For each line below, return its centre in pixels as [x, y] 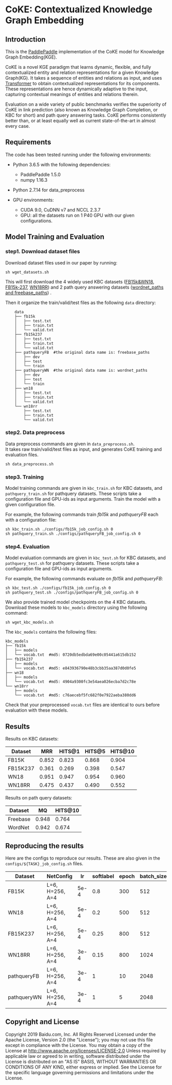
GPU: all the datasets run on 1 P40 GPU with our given [77, 215]
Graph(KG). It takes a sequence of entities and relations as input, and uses [84, 78]
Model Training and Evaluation [55, 237]
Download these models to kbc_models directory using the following [76, 607]
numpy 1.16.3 [34, 180]
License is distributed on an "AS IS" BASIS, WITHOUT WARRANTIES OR [81, 1061]
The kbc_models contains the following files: [51, 632]
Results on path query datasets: [39, 798]
